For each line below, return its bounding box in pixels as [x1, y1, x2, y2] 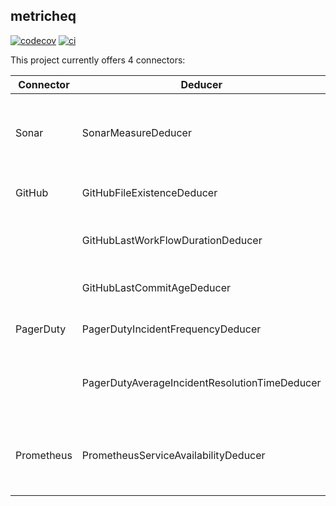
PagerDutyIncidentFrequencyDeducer [81, 322, 262, 336]
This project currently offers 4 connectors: [10, 54, 186, 66]
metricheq [10, 8, 77, 25]
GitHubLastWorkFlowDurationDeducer [81, 233, 263, 247]
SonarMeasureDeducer [81, 125, 192, 139]
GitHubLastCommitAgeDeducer [81, 280, 231, 294]
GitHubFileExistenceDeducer [81, 185, 218, 199]
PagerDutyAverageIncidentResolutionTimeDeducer [81, 375, 322, 389]
